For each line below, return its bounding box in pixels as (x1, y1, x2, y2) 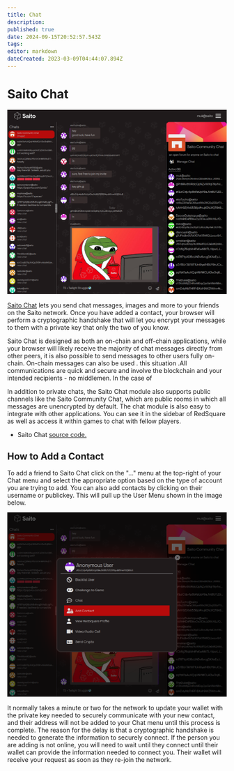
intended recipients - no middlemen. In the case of (7, 374, 153, 382)
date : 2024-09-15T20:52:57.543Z (7, 33, 101, 40)
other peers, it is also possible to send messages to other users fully (7, 351, 203, 360)
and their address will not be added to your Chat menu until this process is (7, 719, 221, 727)
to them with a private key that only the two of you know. (7, 323, 170, 331)
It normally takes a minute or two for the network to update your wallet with (7, 704, 224, 712)
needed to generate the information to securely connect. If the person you (7, 733, 221, 742)
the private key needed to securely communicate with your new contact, (7, 711, 215, 719)
